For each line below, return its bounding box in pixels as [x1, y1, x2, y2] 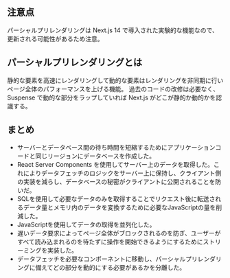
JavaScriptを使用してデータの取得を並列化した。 [16, 220, 156, 229]
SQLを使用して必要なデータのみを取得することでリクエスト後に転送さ [16, 195, 216, 203]
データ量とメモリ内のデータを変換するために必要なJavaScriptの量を [23, 203, 216, 211]
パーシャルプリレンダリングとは [7, 57, 143, 69]
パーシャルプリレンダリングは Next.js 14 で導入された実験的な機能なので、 [7, 26, 218, 34]
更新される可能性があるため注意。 [7, 34, 104, 43]
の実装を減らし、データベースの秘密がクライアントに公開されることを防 [16, 178, 222, 186]
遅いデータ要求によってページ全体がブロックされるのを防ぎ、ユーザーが [16, 229, 221, 238]
